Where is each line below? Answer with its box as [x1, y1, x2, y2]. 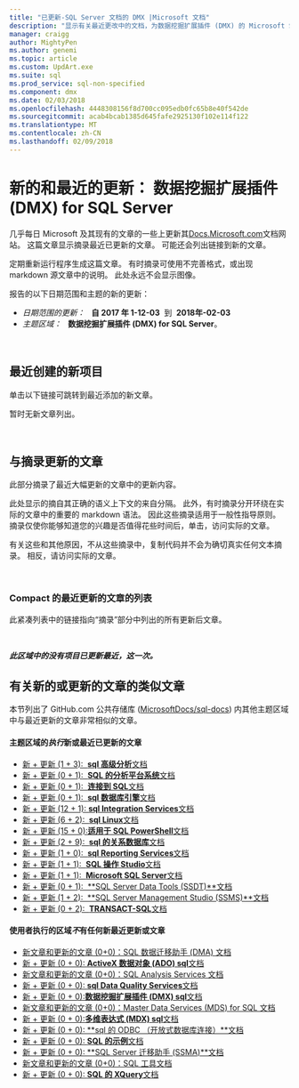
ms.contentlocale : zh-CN [9, 129, 101, 138]
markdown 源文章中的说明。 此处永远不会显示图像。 [9, 269, 201, 280]
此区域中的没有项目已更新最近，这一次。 [9, 650, 158, 661]
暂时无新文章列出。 [9, 408, 80, 419]
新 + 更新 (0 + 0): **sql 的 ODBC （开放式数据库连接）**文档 [21, 1024, 245, 1035]
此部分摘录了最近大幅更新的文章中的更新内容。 [9, 480, 181, 490]
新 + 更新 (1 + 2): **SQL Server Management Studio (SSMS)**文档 [21, 891, 270, 903]
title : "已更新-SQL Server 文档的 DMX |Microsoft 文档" [9, 12, 211, 22]
